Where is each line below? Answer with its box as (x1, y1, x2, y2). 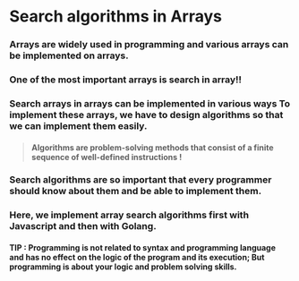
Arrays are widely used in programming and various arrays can (9, 38, 289, 51)
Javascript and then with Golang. (9, 220, 157, 233)
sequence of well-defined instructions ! (30, 151, 183, 162)
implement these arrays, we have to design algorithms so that (9, 108, 284, 121)
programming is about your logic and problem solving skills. (9, 261, 237, 272)
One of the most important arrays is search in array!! (9, 73, 243, 86)
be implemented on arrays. (9, 49, 129, 62)
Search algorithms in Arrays (9, 6, 222, 27)
